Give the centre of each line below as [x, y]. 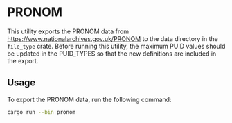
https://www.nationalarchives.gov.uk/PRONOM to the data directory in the [113, 38]
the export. [23, 60]
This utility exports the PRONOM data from [68, 31]
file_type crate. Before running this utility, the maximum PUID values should [116, 46]
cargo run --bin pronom [42, 112]
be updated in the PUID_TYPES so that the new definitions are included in [112, 54]
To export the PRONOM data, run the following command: [89, 99]
